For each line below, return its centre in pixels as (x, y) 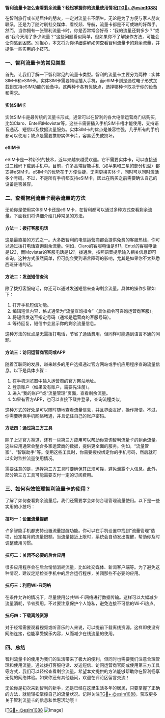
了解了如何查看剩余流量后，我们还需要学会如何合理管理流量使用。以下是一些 (82, 501)
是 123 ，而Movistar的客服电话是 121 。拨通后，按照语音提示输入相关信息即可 (81, 252)
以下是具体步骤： (31, 370)
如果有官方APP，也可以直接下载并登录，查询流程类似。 (68, 399)
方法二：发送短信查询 (27, 276)
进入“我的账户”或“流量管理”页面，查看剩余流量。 (61, 393)
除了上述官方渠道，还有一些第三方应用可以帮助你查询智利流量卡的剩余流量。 (82, 440)
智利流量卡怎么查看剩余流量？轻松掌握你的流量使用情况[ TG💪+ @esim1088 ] (82, 8)
